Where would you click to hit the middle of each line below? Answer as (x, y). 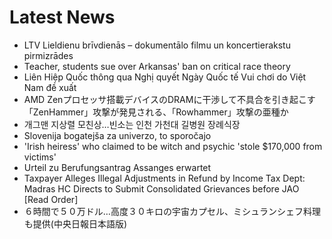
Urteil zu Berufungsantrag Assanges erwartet (117, 167)
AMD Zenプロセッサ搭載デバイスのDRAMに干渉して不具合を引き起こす (169, 99)
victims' (40, 157)
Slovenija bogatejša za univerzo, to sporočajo (117, 135)
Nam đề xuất (50, 87)
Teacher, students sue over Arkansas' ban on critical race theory (157, 66)
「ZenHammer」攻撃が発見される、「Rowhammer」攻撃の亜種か (156, 112)
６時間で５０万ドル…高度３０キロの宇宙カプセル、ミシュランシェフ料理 (172, 211)
